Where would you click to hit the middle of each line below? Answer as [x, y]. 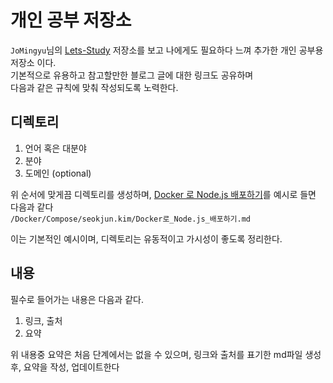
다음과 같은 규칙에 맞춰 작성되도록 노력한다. [94, 87]
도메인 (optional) [58, 173]
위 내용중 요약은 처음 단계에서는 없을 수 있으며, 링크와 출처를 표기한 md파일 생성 [166, 354]
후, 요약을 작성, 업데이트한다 [65, 367]
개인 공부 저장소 [71, 20]
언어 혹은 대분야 [55, 148]
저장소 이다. [33, 62]
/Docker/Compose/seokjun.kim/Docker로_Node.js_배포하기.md [131, 219]
